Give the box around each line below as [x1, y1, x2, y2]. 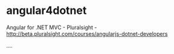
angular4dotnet [6, 4, 87, 18]
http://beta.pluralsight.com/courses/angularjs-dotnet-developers [6, 30, 168, 37]
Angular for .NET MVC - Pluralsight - [6, 24, 97, 31]
